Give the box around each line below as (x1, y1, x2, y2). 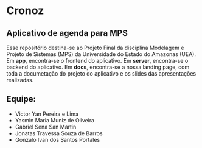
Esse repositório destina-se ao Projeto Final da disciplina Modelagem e (6, 44, 184, 51)
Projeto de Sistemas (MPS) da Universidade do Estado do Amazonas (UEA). (6, 51, 197, 58)
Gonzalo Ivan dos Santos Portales (15, 136, 100, 143)
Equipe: (6, 94, 37, 104)
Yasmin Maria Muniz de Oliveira (15, 116, 95, 124)
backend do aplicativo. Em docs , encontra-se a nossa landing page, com (6, 63, 190, 71)
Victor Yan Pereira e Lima (15, 110, 79, 118)
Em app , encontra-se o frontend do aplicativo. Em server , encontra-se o (6, 57, 189, 64)
